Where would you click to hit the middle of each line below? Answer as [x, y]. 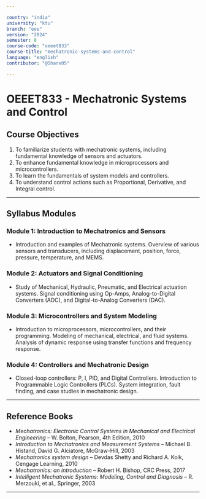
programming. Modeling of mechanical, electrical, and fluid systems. [102, 336]
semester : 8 [21, 41]
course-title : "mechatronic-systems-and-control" [71, 52]
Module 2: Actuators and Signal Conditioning [75, 273]
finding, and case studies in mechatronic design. [77, 391]
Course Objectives [43, 135]
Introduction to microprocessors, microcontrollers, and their [91, 329]
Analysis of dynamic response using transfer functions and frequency [103, 342]
